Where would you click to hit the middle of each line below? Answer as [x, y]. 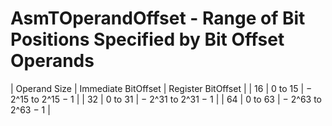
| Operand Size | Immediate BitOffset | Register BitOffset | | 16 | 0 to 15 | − [161, 88]
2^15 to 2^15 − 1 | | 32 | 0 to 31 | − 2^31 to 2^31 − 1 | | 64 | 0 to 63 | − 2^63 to [166, 99]
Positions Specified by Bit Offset [147, 39]
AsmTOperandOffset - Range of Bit [158, 18]
